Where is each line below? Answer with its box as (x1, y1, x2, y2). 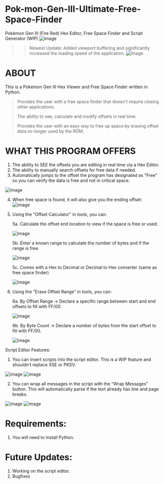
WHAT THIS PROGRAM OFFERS (5, 145, 136, 157)
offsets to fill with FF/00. (12, 303, 62, 309)
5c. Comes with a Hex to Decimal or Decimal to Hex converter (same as (12, 264, 157, 270)
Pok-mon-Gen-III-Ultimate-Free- (5, 3, 141, 15)
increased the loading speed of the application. (29, 50, 125, 56)
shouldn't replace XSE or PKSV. (12, 361, 76, 368)
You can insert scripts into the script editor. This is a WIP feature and (12, 356, 151, 362)
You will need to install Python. (12, 434, 75, 440)
